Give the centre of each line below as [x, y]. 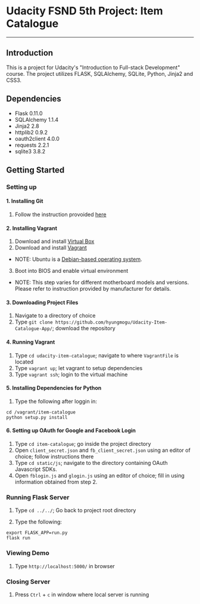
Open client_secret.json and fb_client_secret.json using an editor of [102, 450]
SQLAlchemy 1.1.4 [37, 119]
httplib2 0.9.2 [31, 132]
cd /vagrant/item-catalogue [41, 412]
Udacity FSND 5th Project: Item [85, 11]
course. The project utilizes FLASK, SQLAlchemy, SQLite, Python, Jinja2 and [100, 73]
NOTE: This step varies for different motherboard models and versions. [102, 282]
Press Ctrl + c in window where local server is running [82, 594]
